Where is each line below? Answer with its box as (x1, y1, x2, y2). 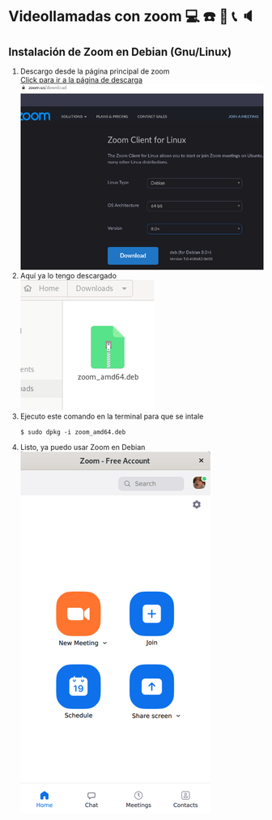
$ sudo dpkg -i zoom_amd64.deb (19, 427, 126, 436)
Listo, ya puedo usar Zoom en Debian (19, 442, 146, 452)
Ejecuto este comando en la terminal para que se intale (19, 411, 204, 421)
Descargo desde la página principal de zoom (19, 66, 170, 76)
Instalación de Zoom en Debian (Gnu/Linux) (8, 45, 232, 58)
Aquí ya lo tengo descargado (19, 270, 117, 280)
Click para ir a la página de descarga (19, 75, 143, 84)
